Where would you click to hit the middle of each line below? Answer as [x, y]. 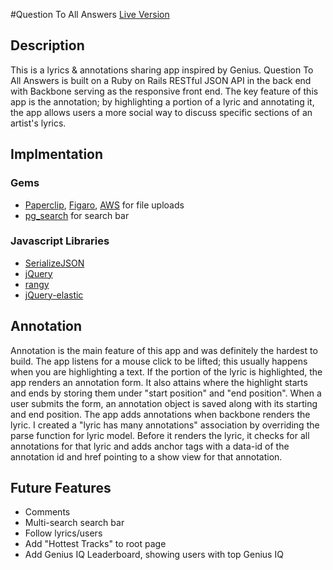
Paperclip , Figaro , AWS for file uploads [104, 205]
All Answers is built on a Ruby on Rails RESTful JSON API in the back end [161, 80]
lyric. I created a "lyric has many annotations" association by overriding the [165, 425]
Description [47, 45]
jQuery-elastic [54, 295]
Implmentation [57, 154]
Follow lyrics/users [63, 533]
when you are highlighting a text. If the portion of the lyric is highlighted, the [166, 371]
